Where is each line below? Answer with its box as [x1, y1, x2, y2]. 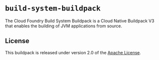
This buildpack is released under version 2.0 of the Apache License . [5, 49, 142, 55]
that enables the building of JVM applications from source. [5, 23, 122, 29]
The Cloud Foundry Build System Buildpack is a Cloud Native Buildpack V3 [5, 18, 155, 24]
